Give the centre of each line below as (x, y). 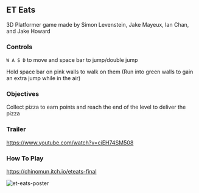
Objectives (23, 94)
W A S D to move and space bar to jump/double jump (72, 60)
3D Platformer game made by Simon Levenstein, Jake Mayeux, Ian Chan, (98, 24)
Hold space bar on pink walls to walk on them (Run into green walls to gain (100, 72)
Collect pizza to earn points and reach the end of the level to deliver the (96, 107)
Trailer (16, 129)
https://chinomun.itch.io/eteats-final (51, 171)
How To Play (25, 158)
